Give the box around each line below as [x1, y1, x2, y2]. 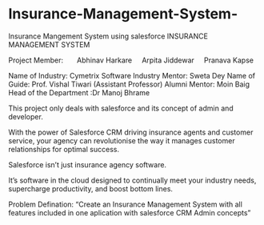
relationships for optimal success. [8, 144, 120, 154]
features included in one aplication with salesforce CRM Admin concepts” [8, 207, 251, 217]
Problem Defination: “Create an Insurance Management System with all [8, 199, 242, 209]
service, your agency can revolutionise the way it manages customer [8, 135, 235, 145]
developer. [8, 111, 44, 121]
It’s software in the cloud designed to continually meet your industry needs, [8, 175, 257, 185]
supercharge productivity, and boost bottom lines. [8, 183, 174, 193]
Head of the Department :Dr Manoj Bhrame [8, 87, 150, 97]
